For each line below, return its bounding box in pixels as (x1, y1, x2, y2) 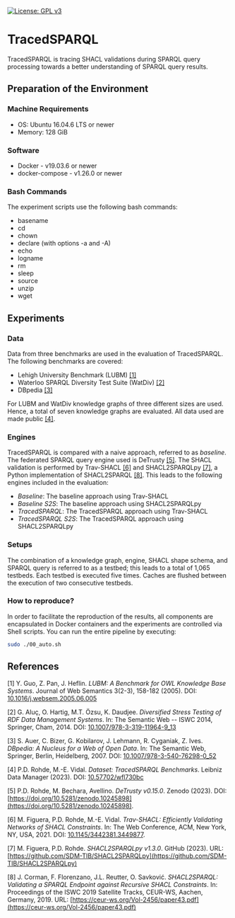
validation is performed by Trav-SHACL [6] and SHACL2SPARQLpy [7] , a (7, 464, 218, 472)
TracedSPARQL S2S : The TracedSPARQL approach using (17, 515, 184, 523)
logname (17, 254, 44, 263)
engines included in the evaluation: (7, 478, 109, 487)
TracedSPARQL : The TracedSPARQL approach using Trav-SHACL (17, 507, 208, 516)
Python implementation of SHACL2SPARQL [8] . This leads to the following (7, 471, 222, 479)
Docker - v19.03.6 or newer (17, 161, 97, 170)
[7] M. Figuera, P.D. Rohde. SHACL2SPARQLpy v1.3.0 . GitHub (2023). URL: (7, 844, 224, 853)
